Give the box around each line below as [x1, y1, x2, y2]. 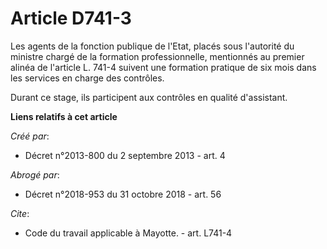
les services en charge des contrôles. [10, 72, 165, 84]
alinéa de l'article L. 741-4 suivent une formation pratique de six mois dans [10, 61, 317, 73]
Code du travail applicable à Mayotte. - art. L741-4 [24, 227, 233, 239]
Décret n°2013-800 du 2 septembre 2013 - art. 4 [24, 149, 226, 161]
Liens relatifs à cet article [10, 110, 118, 122]
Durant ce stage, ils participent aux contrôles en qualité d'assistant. [10, 91, 288, 103]
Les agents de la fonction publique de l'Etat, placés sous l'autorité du [10, 40, 295, 52]
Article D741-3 [10, 7, 132, 30]
